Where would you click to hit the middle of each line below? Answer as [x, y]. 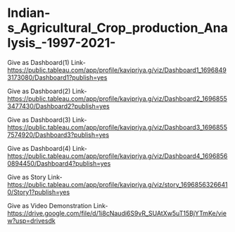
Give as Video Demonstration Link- [58, 205]
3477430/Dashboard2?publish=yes [59, 106]
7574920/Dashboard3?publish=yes [58, 135]
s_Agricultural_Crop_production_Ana [118, 28]
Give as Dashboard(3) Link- [47, 120]
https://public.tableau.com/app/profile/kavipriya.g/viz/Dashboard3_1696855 [117, 127]
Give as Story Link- [35, 177]
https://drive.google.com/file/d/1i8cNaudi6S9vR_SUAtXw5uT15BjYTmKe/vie [117, 213]
